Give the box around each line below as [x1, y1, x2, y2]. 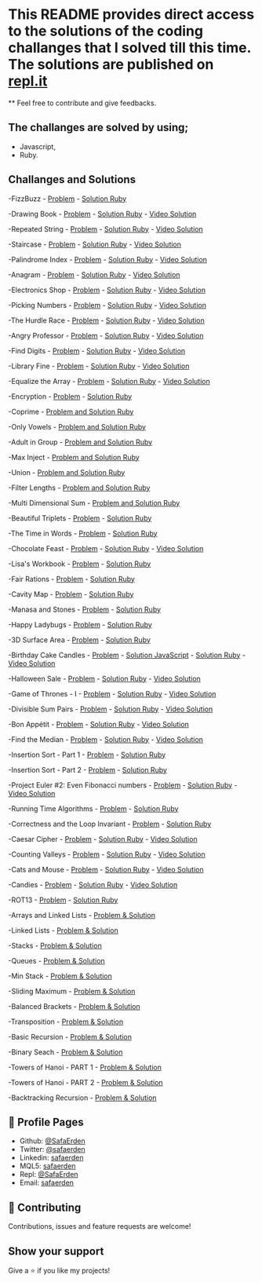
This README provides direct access [8, 5, 255, 24]
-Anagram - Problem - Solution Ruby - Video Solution [8, 269, 180, 280]
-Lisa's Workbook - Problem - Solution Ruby [8, 559, 151, 568]
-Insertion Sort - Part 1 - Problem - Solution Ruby [8, 750, 166, 759]
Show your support [8, 1245, 104, 1258]
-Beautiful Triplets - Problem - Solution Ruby [8, 513, 152, 523]
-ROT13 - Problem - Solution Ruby [8, 895, 118, 905]
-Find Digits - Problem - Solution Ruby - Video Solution [8, 345, 186, 355]
